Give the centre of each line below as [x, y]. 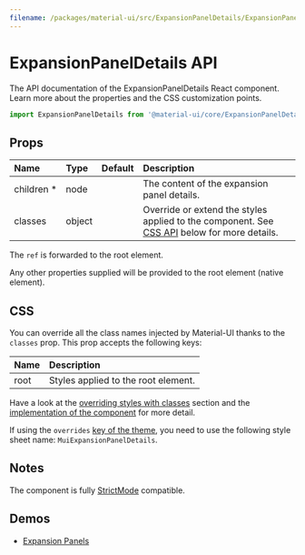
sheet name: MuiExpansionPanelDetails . [84, 440]
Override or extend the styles [205, 210]
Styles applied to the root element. [122, 380]
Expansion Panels [56, 540]
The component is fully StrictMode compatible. [98, 490]
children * [35, 189]
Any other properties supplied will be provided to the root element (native [147, 273]
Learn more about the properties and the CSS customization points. [136, 97]
